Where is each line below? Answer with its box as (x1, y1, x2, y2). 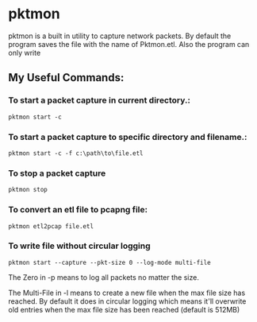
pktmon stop (8, 186, 48, 194)
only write (8, 48, 41, 57)
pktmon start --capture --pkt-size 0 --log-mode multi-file (8, 258, 212, 266)
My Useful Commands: (8, 71, 125, 84)
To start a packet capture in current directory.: (8, 95, 190, 106)
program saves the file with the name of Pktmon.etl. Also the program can (8, 39, 250, 48)
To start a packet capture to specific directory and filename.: (8, 131, 247, 142)
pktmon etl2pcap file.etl (8, 222, 94, 231)
